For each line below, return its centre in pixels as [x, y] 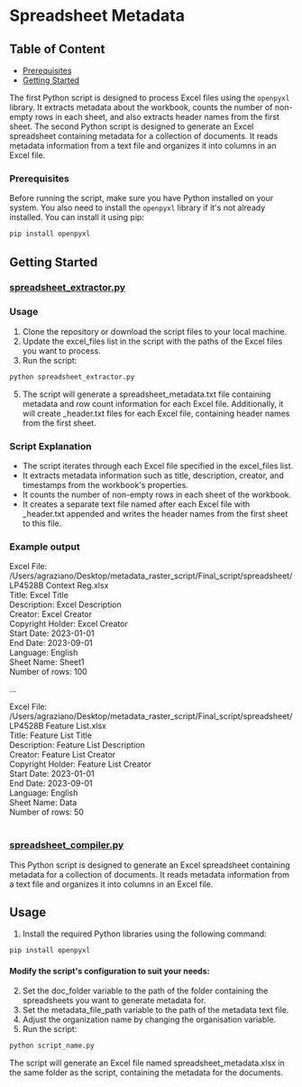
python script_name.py [52, 1046]
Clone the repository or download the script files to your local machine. [154, 331]
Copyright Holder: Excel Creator [69, 624]
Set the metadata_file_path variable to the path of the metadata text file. [156, 1010]
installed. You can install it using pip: [77, 217]
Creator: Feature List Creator [63, 755]
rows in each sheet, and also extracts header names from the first [157, 117]
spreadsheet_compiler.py [67, 845]
